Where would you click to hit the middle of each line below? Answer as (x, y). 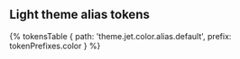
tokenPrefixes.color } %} (55, 46)
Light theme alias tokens (80, 15)
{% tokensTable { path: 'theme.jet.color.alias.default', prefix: (120, 36)
